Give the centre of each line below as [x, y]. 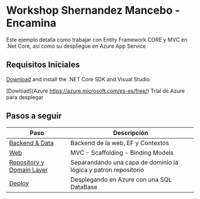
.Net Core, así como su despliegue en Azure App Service [76, 46]
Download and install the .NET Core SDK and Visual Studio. [79, 79]
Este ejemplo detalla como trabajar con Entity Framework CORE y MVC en [97, 39]
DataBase [84, 187]
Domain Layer [29, 170]
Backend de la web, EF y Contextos [120, 143]
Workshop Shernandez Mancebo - [93, 10]
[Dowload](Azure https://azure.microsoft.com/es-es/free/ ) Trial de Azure [96, 91]
